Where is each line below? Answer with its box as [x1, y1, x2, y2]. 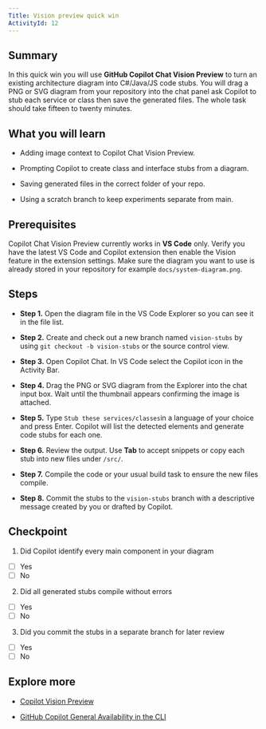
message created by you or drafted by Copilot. [19, 501, 174, 511]
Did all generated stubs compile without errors [19, 586, 173, 596]
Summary [8, 49, 58, 62]
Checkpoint [8, 525, 68, 539]
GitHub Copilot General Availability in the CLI [19, 711, 166, 721]
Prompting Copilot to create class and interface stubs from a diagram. [19, 164, 249, 173]
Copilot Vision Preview [19, 696, 94, 706]
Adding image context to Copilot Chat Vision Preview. [19, 149, 195, 158]
